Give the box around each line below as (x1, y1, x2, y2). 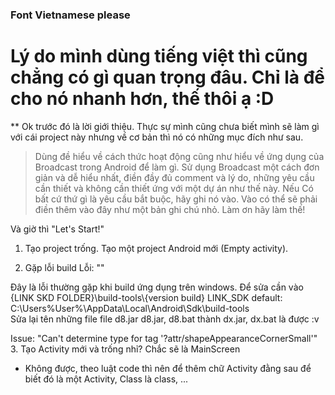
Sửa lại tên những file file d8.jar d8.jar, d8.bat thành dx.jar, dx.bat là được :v (10, 313, 320, 325)
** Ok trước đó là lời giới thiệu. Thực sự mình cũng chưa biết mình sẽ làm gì (10, 120, 320, 132)
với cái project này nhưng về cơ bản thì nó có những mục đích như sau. (10, 131, 304, 143)
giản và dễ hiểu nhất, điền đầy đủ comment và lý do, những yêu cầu (34, 171, 315, 183)
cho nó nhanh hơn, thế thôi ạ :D (10, 88, 275, 110)
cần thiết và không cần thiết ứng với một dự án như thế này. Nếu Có (34, 182, 314, 194)
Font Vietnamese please (10, 8, 131, 22)
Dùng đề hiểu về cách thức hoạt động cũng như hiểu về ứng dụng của (34, 150, 325, 162)
